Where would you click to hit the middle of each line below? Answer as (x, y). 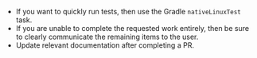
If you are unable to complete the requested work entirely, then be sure (132, 28)
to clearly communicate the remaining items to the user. (107, 37)
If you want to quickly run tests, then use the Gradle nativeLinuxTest (128, 12)
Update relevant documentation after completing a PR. (105, 45)
